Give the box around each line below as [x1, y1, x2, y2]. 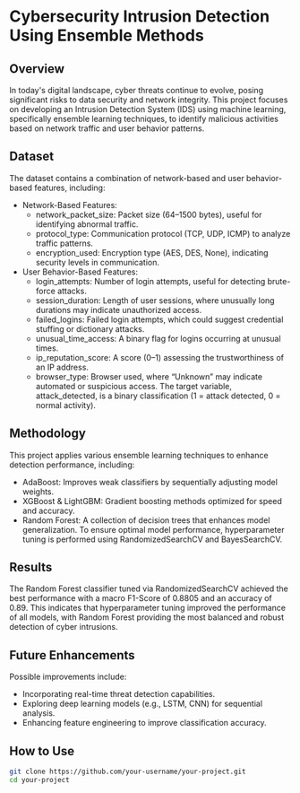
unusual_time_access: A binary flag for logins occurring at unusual [35, 333, 281, 344]
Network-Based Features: [21, 199, 118, 210]
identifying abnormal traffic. [35, 218, 139, 230]
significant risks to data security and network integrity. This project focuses [9, 94, 288, 105]
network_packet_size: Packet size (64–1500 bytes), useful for [35, 209, 262, 220]
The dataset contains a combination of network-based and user [9, 172, 244, 183]
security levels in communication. [35, 257, 159, 267]
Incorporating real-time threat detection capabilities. [21, 689, 216, 700]
